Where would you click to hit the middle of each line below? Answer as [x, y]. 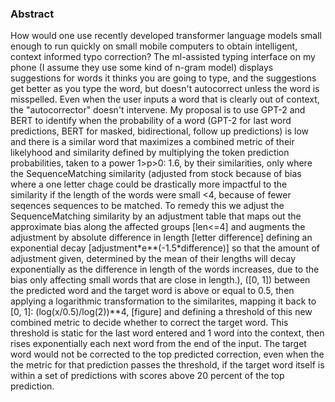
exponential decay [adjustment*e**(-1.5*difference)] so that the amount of [165, 248]
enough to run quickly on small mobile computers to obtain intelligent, [154, 46]
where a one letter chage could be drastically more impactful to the [149, 184]
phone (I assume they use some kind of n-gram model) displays [142, 68]
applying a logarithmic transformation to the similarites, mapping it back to [163, 301]
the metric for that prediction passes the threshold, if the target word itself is [167, 365]
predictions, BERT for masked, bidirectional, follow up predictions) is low [160, 131]
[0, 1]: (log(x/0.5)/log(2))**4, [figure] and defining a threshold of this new [161, 312]
